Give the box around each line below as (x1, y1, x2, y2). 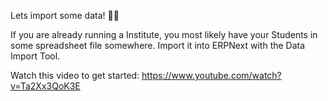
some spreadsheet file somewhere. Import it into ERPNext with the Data (10, 40, 306, 51)
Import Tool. (10, 50, 61, 62)
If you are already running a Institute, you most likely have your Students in (10, 29, 318, 40)
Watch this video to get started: (10, 70, 140, 81)
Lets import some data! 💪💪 (10, 10, 120, 21)
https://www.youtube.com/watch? (141, 70, 282, 81)
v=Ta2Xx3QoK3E (10, 80, 81, 92)
